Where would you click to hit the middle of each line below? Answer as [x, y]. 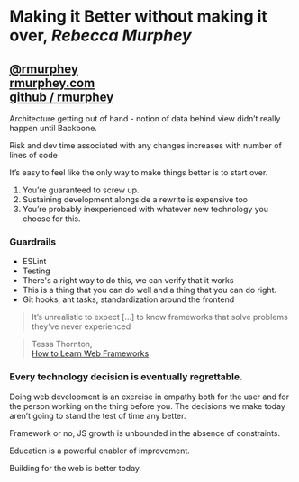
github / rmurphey [62, 97]
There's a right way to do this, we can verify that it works [128, 281]
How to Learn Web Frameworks [90, 353]
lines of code [34, 155]
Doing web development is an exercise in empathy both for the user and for [149, 397]
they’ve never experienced [81, 326]
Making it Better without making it [139, 17]
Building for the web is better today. [76, 468]
